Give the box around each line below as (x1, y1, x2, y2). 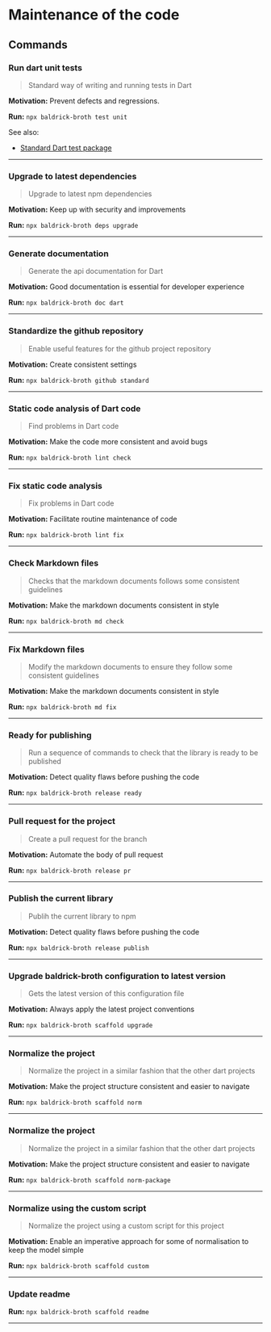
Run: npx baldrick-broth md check (8, 616, 124, 625)
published (27, 757, 62, 767)
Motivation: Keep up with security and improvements (8, 204, 186, 215)
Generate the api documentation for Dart (27, 267, 164, 276)
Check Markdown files (8, 557, 99, 569)
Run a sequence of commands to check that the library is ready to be (27, 748, 259, 758)
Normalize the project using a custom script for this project (27, 1221, 224, 1231)
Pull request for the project (8, 816, 115, 827)
